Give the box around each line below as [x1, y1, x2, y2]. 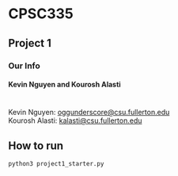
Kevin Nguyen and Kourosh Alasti [8, 80, 121, 90]
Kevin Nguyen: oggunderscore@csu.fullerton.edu [8, 108, 170, 117]
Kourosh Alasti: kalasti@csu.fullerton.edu [8, 116, 142, 125]
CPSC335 [8, 5, 74, 23]
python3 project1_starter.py [8, 160, 104, 168]
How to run [8, 139, 64, 152]
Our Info [8, 60, 41, 71]
